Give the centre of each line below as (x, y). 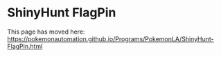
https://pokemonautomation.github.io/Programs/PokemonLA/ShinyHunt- (111, 38)
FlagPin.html (25, 46)
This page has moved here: (46, 32)
